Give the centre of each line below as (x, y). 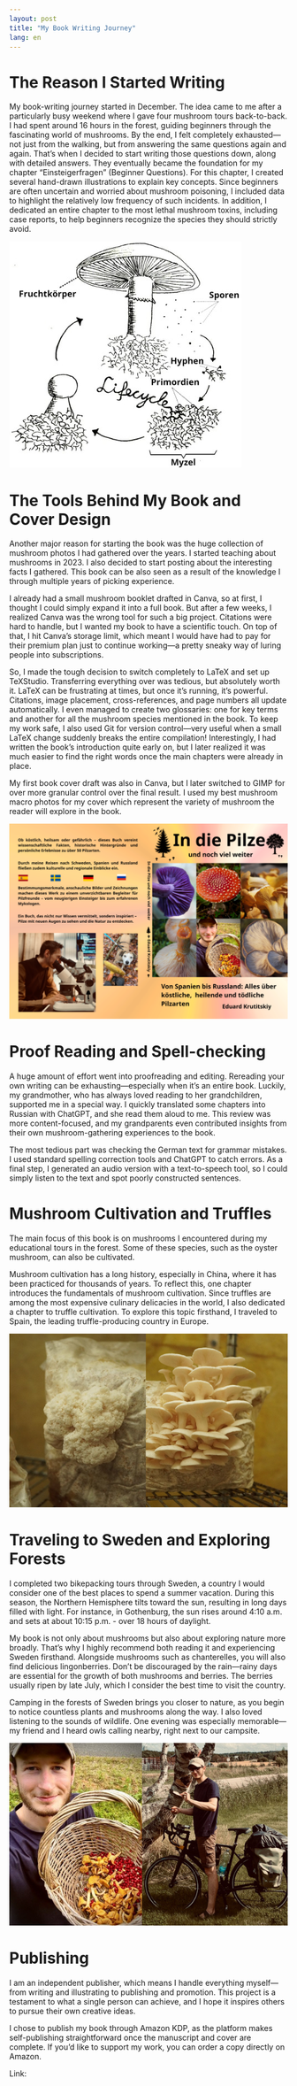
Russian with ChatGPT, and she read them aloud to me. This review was (140, 1114)
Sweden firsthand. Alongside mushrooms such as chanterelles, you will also (147, 1657)
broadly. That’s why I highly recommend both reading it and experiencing (142, 1647)
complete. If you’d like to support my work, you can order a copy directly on (147, 2047)
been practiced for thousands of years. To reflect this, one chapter (130, 1284)
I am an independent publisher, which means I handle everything (127, 1982)
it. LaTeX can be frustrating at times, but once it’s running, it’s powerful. (139, 691)
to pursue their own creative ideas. (72, 2011)
